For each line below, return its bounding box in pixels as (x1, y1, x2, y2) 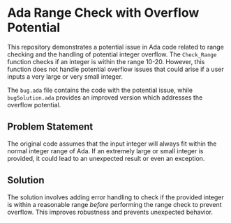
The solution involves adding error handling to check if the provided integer (7, 193, 225, 201)
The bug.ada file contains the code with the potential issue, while (7, 86, 193, 94)
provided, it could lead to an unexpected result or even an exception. (7, 154, 205, 162)
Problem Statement (7, 121, 94, 133)
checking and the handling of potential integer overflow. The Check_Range (7, 50, 217, 59)
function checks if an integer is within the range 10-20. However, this (7, 57, 205, 66)
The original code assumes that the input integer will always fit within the (7, 139, 217, 148)
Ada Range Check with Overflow (7, 5, 200, 21)
